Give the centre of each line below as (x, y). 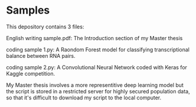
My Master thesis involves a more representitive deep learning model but (95, 85)
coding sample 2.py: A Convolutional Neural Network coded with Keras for (97, 67)
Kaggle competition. (30, 73)
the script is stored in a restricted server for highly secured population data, (98, 91)
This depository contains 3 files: (45, 27)
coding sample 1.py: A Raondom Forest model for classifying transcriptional (98, 49)
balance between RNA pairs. (41, 56)
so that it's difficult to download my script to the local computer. (84, 98)
